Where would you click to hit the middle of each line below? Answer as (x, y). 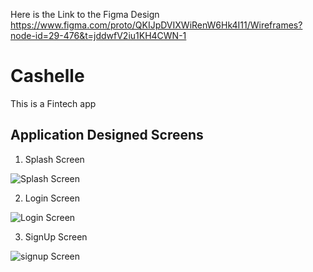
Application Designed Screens (107, 135)
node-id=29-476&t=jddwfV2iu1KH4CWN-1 (98, 35)
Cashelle (47, 76)
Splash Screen (54, 159)
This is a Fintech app (53, 103)
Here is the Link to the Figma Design (85, 14)
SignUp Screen (56, 236)
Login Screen (52, 198)
